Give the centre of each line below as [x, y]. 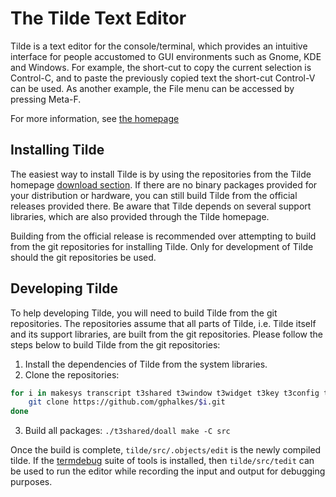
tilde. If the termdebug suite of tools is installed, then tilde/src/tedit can [162, 461]
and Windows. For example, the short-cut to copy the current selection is [161, 67]
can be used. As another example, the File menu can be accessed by [152, 88]
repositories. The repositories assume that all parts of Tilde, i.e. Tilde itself [163, 323]
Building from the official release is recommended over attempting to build [163, 236]
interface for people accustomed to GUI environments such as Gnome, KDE [166, 56]
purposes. [31, 482]
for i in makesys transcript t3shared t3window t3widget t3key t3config [165, 393]
